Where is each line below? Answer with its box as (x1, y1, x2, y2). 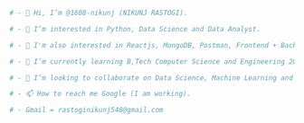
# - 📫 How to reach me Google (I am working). (9, 90, 192, 99)
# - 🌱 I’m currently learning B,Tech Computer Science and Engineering (9, 57, 285, 66)
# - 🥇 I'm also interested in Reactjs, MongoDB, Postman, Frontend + (9, 40, 278, 49)
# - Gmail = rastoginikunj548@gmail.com (9, 106, 165, 115)
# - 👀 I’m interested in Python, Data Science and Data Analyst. (9, 24, 261, 33)
